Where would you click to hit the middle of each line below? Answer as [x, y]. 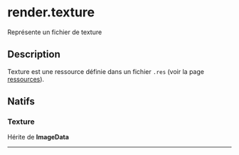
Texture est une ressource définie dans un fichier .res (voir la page [106, 71]
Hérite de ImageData [38, 137]
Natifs [21, 101]
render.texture [51, 12]
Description [34, 54]
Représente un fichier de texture [55, 32]
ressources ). [26, 79]
